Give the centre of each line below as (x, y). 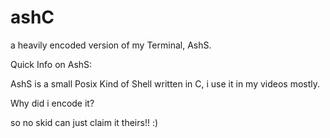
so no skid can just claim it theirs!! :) (84, 122)
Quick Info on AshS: (51, 64)
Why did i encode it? (52, 103)
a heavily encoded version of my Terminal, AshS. (111, 45)
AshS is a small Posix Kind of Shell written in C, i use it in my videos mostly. (165, 83)
